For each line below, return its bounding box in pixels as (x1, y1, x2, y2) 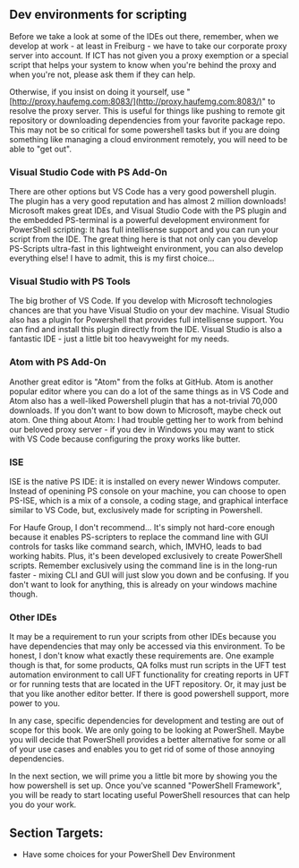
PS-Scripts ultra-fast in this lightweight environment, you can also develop (9, 244, 284, 254)
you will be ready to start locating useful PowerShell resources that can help (9, 790, 291, 801)
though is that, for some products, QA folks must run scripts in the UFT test (9, 660, 286, 671)
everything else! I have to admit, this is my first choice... (9, 253, 215, 263)
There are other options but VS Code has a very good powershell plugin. (9, 186, 278, 197)
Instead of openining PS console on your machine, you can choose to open (9, 486, 286, 496)
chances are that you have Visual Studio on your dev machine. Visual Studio (9, 305, 290, 316)
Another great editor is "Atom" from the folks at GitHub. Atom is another (9, 376, 274, 387)
